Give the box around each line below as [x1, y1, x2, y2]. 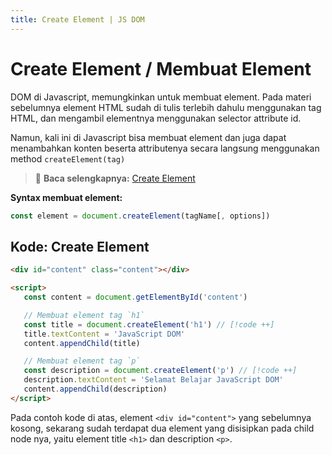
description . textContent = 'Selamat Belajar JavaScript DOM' [23, 375, 284, 385]
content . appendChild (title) [23, 338, 141, 348]
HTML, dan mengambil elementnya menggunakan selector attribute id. [10, 112, 302, 124]
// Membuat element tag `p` [23, 356, 141, 366]
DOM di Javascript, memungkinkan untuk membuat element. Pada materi [10, 91, 312, 103]
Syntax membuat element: [10, 191, 123, 203]
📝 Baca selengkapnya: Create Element [34, 172, 196, 184]
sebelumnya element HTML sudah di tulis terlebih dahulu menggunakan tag [10, 101, 322, 113]
